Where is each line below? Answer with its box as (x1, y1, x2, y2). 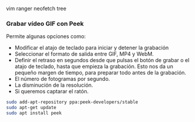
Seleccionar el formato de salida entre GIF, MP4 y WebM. (14, 50, 154, 57)
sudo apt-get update (6, 105, 57, 111)
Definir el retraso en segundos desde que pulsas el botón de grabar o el (14, 57, 190, 64)
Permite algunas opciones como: (6, 33, 86, 40)
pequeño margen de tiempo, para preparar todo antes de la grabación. (14, 69, 187, 76)
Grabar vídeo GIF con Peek (6, 19, 84, 28)
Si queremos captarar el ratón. (14, 88, 89, 95)
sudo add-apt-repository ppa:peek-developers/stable (6, 99, 138, 105)
